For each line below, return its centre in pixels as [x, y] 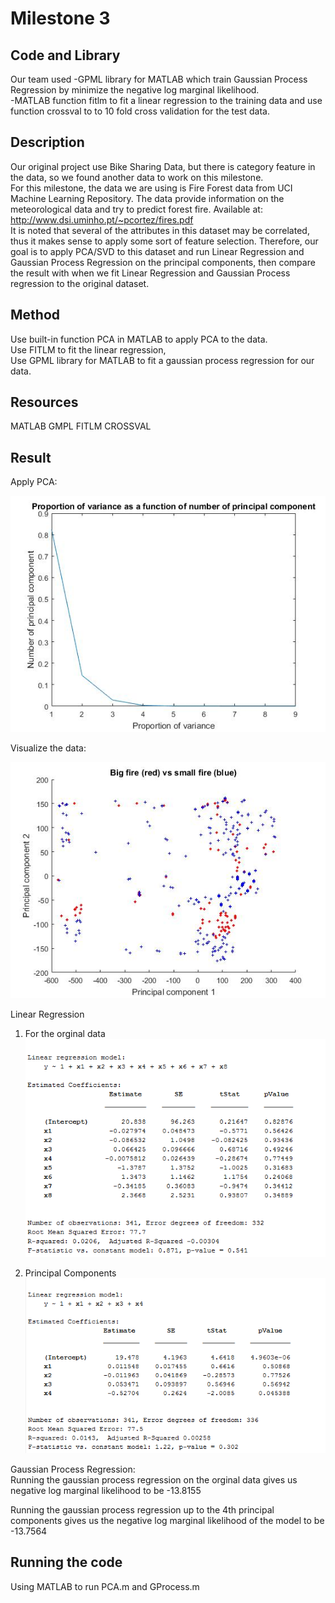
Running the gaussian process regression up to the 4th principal [142, 1509]
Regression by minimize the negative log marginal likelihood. [135, 90]
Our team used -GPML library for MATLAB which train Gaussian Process [159, 79]
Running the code [66, 1562]
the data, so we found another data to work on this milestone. [137, 177]
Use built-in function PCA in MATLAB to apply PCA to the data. [139, 339]
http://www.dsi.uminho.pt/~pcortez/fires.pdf [102, 219]
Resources [44, 402]
